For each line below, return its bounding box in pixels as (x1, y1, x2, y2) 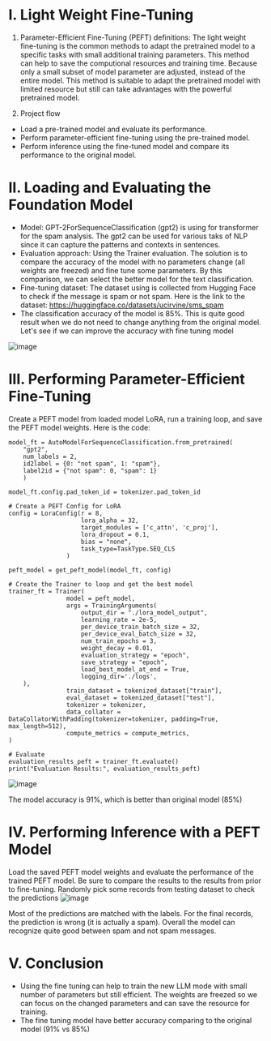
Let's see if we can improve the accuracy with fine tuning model (19, 326, 235, 336)
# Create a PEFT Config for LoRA (8, 502, 121, 510)
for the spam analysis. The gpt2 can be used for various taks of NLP (19, 231, 248, 241)
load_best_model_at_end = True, (80, 665, 190, 674)
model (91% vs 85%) (19, 1024, 91, 1034)
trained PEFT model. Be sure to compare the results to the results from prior (8, 876, 261, 885)
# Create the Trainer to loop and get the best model (8, 580, 194, 589)
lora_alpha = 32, (80, 516, 139, 525)
